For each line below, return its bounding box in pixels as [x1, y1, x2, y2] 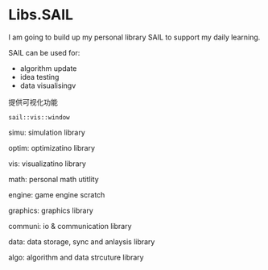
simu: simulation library [8, 127, 86, 137]
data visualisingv [19, 81, 76, 90]
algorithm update [19, 63, 77, 73]
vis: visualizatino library [8, 159, 87, 168]
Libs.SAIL [8, 6, 74, 24]
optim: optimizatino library [8, 143, 95, 152]
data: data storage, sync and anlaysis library [8, 236, 155, 247]
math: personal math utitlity [8, 174, 99, 184]
